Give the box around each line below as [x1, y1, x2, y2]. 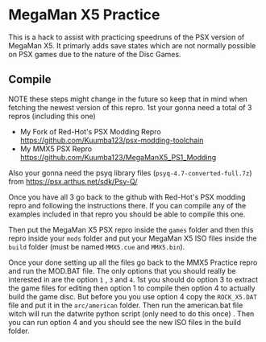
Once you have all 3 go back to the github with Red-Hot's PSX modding [8, 192, 246, 202]
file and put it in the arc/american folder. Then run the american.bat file [8, 300, 243, 310]
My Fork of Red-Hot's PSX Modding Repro [19, 126, 161, 136]
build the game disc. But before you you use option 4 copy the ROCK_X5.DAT [8, 291, 258, 301]
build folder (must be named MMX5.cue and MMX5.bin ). [8, 241, 185, 251]
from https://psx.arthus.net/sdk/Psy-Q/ [8, 176, 138, 186]
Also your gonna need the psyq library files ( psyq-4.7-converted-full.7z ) [8, 167, 252, 178]
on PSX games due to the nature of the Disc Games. [8, 49, 181, 59]
